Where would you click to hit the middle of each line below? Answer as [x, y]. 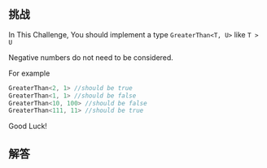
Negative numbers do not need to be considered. [91, 57]
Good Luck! [28, 126]
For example [29, 73]
